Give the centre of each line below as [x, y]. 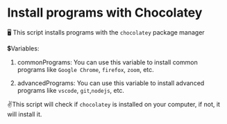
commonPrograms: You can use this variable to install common [107, 62]
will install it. [25, 114]
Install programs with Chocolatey [105, 13]
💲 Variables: [23, 48]
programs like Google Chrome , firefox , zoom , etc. [85, 69]
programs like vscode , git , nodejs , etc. [71, 90]
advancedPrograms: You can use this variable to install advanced [111, 83]
